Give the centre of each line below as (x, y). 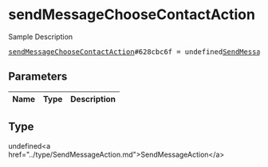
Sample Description (41, 37)
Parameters (38, 77)
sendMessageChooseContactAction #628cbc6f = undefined (116, 52)
